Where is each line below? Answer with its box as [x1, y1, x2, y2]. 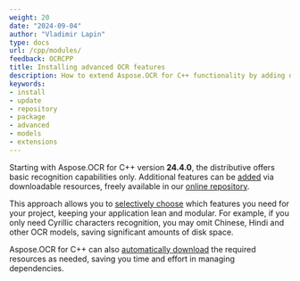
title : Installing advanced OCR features [9, 63, 166, 72]
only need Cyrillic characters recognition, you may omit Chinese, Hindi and [9, 217, 284, 227]
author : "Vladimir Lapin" [9, 29, 105, 38]
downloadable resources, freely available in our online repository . [9, 180, 250, 192]
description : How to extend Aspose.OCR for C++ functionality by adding [9, 71, 286, 80]
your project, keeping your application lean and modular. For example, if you [9, 207, 290, 219]
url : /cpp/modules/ [9, 46, 82, 55]
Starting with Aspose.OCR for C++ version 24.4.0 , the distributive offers [9, 161, 275, 172]
